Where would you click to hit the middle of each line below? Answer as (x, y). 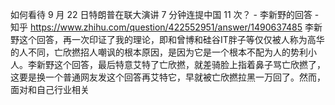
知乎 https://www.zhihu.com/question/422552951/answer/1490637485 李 (162, 27)
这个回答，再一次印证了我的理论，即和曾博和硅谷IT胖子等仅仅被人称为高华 (171, 39)
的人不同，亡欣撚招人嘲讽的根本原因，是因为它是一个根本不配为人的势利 (159, 52)
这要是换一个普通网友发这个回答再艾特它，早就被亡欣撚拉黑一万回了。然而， (168, 77)
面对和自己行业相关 (50, 89)
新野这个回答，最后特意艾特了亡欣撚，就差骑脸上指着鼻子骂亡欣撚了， (181, 64)
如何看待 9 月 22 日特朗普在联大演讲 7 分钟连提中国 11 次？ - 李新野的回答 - (165, 14)
